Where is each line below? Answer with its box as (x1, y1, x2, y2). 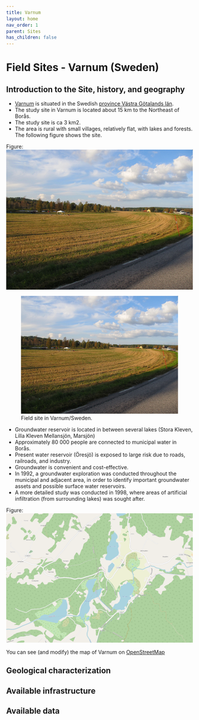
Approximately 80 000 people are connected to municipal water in (14, 439, 177, 446)
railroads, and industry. (14, 457, 71, 465)
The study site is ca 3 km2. (14, 119, 81, 126)
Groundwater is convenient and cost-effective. (14, 464, 129, 471)
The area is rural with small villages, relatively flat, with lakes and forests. (14, 125, 193, 133)
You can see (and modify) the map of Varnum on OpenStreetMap (6, 648, 165, 655)
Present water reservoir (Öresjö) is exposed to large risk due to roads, (14, 451, 185, 459)
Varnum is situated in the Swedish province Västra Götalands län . (14, 100, 174, 107)
